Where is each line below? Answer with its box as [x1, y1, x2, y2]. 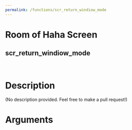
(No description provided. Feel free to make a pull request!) [5, 96, 128, 102]
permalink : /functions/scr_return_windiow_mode [5, 7, 107, 13]
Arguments [5, 114, 54, 125]
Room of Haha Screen [5, 29, 98, 40]
